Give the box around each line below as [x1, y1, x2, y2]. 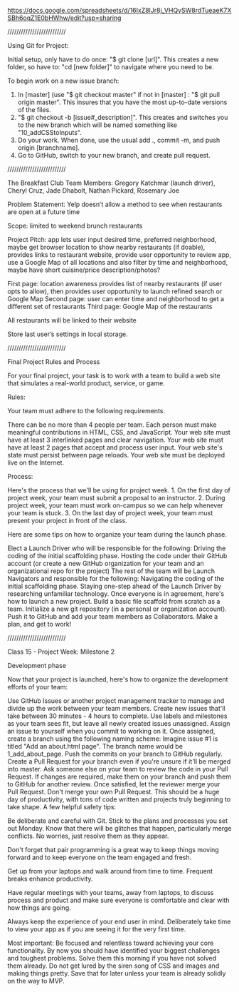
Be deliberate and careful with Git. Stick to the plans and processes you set [7, 816, 228, 825]
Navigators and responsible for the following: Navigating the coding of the [7, 575, 225, 582]
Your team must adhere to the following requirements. [7, 407, 166, 415]
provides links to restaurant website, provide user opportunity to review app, [7, 250, 232, 259]
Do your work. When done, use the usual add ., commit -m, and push [17, 136, 221, 144]
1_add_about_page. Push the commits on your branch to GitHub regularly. [7, 749, 223, 758]
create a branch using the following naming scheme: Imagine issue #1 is [7, 734, 218, 743]
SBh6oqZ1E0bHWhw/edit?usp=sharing [7, 14, 122, 22]
